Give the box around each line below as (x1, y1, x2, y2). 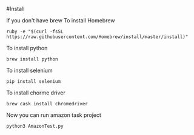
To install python (6, 45, 48, 51)
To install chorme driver (6, 89, 65, 96)
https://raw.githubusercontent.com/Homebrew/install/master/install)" (6, 34, 189, 40)
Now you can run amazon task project (6, 111, 102, 119)
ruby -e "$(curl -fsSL (6, 28, 64, 35)
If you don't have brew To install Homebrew (6, 17, 115, 24)
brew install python (6, 56, 59, 62)
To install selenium (6, 67, 53, 74)
